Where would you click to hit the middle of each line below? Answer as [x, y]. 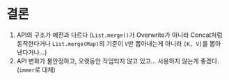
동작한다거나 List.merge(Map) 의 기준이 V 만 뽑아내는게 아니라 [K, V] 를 [112, 43]
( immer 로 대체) [36, 70]
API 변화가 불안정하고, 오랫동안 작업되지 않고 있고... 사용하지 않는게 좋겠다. [118, 61]
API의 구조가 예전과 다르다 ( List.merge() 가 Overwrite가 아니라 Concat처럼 [119, 35]
